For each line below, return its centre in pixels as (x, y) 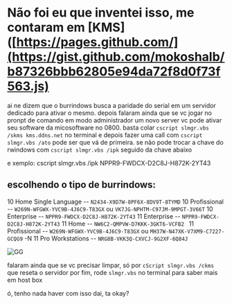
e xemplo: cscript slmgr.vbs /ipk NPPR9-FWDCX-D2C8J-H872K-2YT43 (109, 163)
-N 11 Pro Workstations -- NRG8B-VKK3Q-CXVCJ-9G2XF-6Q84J (106, 238)
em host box (25, 280)
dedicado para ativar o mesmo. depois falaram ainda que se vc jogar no (110, 113)
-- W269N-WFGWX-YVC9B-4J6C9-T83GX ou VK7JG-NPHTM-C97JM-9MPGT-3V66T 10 (110, 208)
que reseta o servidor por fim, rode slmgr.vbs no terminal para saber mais (113, 272)
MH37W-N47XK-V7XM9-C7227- (187, 231)
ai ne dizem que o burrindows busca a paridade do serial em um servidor (111, 105)
